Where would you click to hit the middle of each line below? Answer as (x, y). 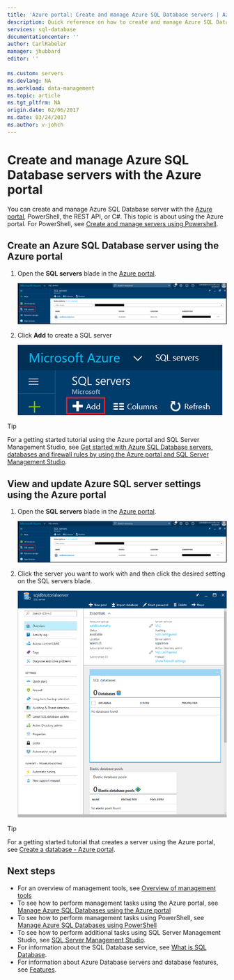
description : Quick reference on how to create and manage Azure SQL (110, 22)
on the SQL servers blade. (55, 580)
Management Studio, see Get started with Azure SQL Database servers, (110, 447)
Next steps (31, 871)
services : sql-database (42, 29)
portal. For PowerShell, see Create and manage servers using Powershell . (113, 223)
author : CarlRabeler (37, 44)
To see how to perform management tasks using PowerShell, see (110, 917)
